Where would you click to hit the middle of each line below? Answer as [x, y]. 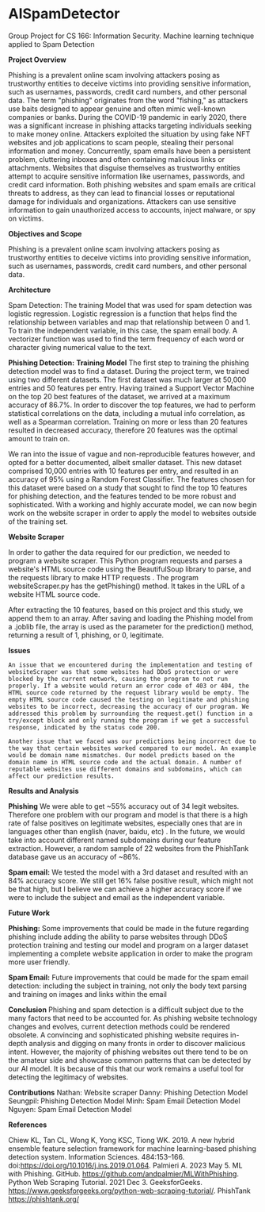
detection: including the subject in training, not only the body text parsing [128, 986]
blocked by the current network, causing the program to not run [118, 679]
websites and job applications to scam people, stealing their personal [121, 142]
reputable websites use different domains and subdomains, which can [125, 769]
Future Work [29, 913]
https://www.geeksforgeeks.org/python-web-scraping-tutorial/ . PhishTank [130, 1191]
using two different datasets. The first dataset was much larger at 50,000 [127, 379]
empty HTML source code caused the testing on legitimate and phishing [129, 699]
